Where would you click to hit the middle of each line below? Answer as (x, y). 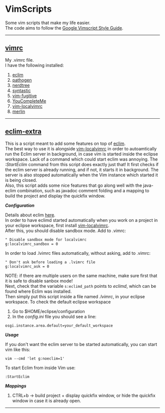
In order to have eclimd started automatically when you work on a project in (82, 220)
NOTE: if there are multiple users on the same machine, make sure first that (81, 275)
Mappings (16, 386)
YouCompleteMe (29, 101)
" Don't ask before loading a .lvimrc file (50, 262)
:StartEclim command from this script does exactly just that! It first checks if (82, 164)
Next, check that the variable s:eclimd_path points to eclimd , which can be (81, 286)
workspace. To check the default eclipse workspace (58, 302)
